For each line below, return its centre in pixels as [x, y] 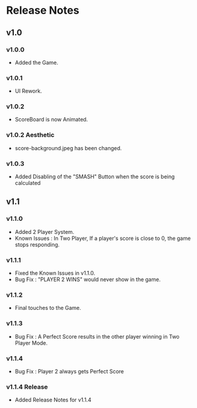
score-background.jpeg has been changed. [68, 148]
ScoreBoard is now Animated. [51, 120]
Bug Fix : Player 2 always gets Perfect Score [69, 371]
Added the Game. [36, 62]
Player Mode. [31, 343]
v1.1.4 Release [27, 386]
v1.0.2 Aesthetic [30, 135]
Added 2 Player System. [44, 232]
